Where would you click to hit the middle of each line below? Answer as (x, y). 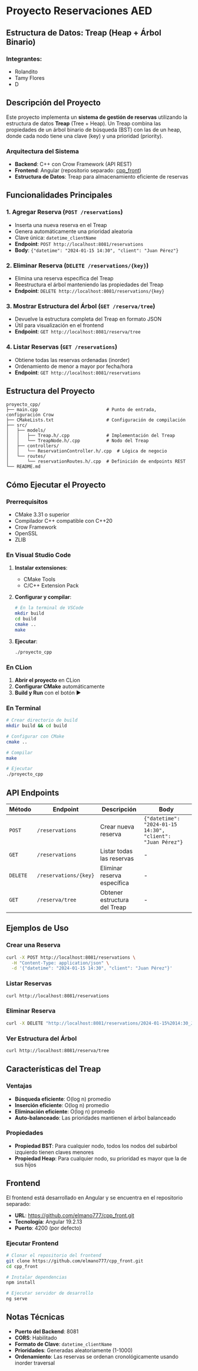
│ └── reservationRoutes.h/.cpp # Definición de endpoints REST (96, 462)
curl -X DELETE (25, 1023)
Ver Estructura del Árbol (42, 1038)
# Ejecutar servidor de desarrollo (50, 1294)
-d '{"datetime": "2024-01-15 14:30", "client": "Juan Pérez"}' (92, 968)
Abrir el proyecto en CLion (47, 680)
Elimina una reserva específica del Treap (64, 278)
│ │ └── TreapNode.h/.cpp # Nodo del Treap (77, 441)
